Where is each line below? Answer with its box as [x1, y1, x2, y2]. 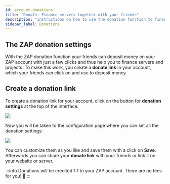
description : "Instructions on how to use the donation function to [5, 17, 153, 22]
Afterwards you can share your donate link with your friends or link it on [5, 152, 156, 158]
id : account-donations [5, 7, 53, 13]
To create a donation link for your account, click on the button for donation [5, 98, 161, 104]
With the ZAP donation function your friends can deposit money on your [5, 54, 156, 60]
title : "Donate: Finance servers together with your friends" [5, 12, 139, 17]
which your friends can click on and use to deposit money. [5, 70, 127, 76]
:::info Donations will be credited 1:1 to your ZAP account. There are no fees [5, 167, 162, 173]
